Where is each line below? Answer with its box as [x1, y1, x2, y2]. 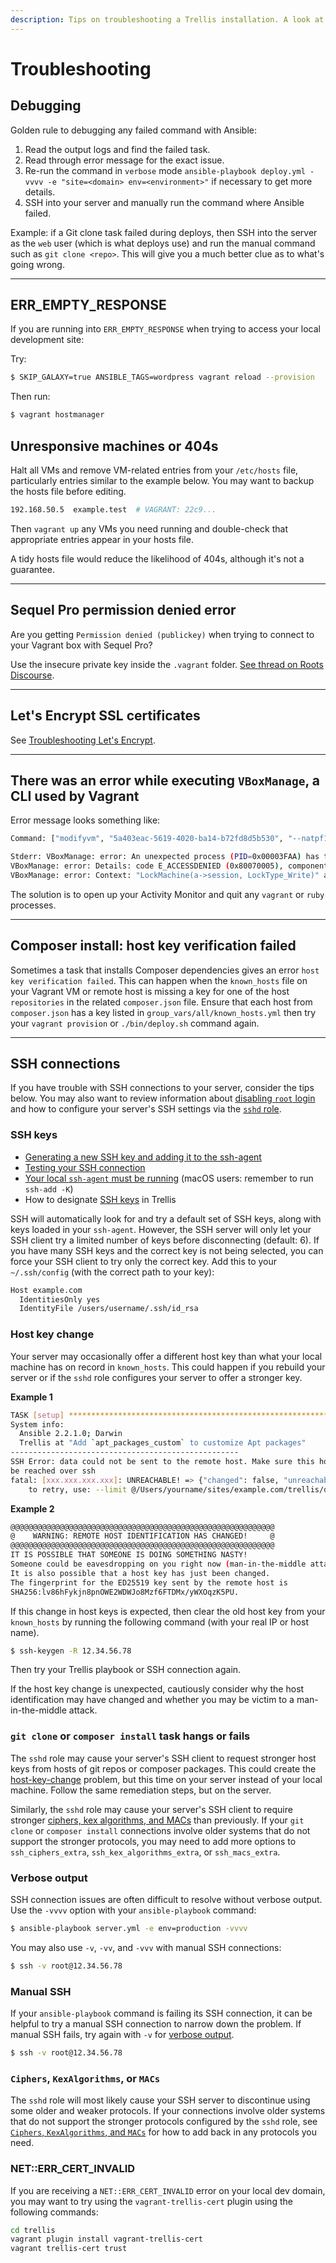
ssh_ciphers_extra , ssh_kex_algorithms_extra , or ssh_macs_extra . [10, 1846, 281, 1858]
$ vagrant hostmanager [10, 410, 105, 420]
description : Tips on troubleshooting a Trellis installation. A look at [10, 14, 325, 25]
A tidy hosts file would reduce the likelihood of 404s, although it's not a [10, 552, 305, 565]
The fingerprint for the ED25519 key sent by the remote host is [10, 1577, 288, 1588]
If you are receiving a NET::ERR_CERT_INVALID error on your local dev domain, [10, 2184, 326, 2196]
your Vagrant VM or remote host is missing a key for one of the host [10, 985, 290, 997]
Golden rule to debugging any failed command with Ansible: [10, 124, 258, 136]
